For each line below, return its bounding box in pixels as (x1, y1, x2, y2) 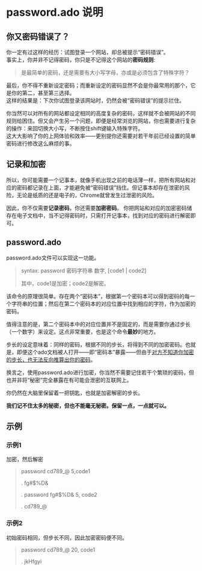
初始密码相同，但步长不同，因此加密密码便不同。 (6, 534, 127, 541)
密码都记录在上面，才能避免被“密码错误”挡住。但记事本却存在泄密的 (16, 183, 185, 191)
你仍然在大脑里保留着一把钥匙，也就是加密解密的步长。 (6, 389, 143, 396)
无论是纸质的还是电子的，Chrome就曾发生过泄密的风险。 (16, 191, 158, 199)
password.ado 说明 (6, 5, 103, 19)
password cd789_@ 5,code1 (20, 468, 90, 475)
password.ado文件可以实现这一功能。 (6, 254, 100, 261)
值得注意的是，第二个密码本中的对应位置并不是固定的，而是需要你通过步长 (6, 321, 191, 328)
